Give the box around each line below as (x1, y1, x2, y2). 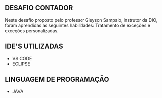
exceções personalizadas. (5, 27, 59, 34)
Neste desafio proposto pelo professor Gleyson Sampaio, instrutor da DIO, (5, 17, 158, 23)
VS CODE (12, 55, 32, 61)
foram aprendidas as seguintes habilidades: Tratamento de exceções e (5, 22, 151, 28)
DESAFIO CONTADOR (5, 4, 73, 12)
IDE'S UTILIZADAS (5, 42, 63, 51)
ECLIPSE (12, 61, 31, 67)
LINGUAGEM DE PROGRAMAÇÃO (5, 75, 109, 84)
